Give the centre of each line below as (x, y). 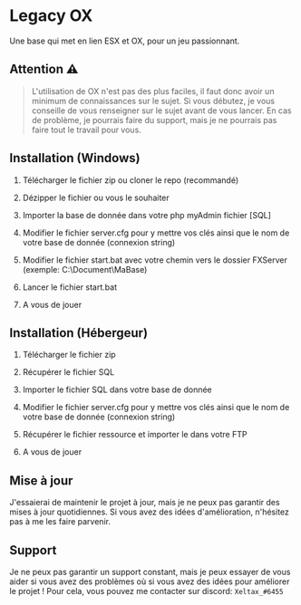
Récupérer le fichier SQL (68, 372)
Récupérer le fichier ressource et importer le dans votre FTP (135, 435)
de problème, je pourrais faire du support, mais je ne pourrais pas (154, 120)
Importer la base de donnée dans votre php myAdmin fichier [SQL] (147, 215)
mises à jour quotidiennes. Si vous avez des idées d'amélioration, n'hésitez (150, 512)
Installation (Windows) (75, 158)
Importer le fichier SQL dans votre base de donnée (117, 389)
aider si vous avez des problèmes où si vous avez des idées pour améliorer (150, 581)
